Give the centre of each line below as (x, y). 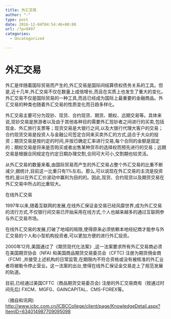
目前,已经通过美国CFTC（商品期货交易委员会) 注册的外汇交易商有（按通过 (83, 283)
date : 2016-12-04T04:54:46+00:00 (41, 24)
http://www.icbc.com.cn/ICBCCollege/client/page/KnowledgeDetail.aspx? (83, 306)
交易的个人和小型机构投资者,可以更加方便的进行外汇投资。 (71, 236)
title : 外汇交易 (21, 10)
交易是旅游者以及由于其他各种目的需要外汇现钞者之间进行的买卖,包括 (92, 121)
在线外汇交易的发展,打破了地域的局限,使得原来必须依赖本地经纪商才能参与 (83, 229)
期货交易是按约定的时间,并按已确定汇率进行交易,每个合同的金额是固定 (87, 141)
